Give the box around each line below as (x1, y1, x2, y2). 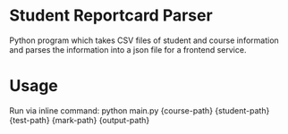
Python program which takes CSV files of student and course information (9, 35, 279, 46)
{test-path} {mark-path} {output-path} (9, 114, 150, 125)
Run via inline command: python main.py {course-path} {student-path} (9, 105, 270, 116)
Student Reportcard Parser (9, 5, 213, 26)
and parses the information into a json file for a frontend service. (9, 44, 247, 54)
